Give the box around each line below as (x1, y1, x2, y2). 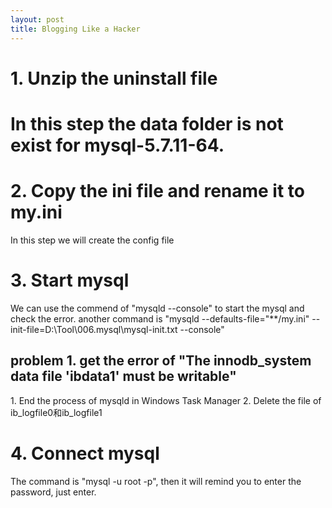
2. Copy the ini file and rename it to (10, 180, 305, 203)
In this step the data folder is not (10, 112, 284, 135)
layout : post (10, 14, 65, 25)
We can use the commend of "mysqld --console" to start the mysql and (10, 302, 305, 314)
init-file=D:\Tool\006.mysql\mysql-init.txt (10, 323, 178, 335)
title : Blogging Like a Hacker (10, 24, 141, 34)
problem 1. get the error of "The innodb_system (10, 352, 312, 370)
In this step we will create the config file (10, 234, 175, 246)
